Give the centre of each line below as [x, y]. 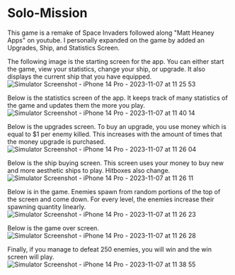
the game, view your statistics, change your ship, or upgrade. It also [106, 69]
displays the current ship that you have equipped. [80, 77]
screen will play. [31, 257]
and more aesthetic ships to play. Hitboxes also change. [89, 170]
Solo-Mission [47, 13]
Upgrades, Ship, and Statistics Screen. [64, 47]
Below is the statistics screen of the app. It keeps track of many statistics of [117, 98]
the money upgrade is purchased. [57, 141]
